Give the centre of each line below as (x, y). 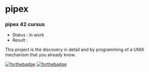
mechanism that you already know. (40, 55)
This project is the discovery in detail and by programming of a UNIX (75, 49)
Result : (20, 40)
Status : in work (28, 35)
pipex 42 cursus (25, 24)
